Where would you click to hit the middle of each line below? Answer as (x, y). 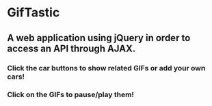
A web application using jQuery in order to (99, 38)
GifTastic (34, 13)
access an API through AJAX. (71, 48)
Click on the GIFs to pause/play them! (71, 95)
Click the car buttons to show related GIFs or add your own (106, 68)
